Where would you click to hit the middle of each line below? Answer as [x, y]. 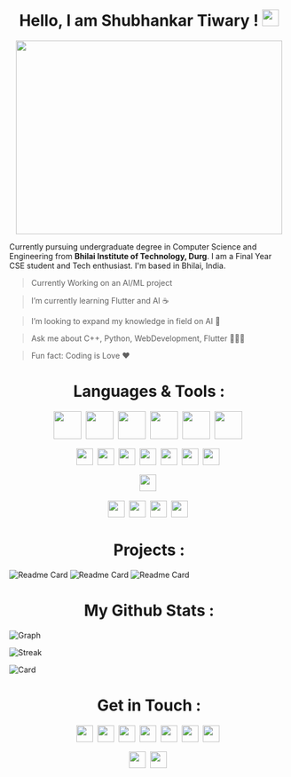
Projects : [149, 550]
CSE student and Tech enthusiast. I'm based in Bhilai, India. [118, 266]
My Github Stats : [149, 610]
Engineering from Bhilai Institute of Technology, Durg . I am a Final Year [141, 256]
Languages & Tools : [149, 392]
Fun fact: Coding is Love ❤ [80, 355]
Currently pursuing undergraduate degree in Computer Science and [133, 246]
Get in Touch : [149, 705]
